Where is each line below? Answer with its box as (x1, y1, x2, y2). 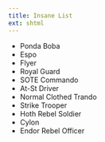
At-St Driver (19, 83, 60, 93)
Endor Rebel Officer (19, 125, 85, 136)
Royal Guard (19, 66, 60, 76)
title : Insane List (8, 11, 73, 20)
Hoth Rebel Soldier (19, 108, 82, 118)
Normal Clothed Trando (19, 92, 97, 101)
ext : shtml (8, 19, 45, 27)
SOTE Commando (19, 75, 79, 85)
